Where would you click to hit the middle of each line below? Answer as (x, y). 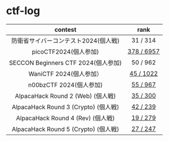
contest (65, 29)
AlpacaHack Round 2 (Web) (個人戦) (66, 96)
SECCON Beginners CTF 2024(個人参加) (66, 63)
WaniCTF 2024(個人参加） (66, 74)
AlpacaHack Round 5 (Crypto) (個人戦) (65, 129)
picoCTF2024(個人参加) (65, 51)
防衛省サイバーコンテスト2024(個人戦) (65, 41)
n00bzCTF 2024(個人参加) (65, 85)
